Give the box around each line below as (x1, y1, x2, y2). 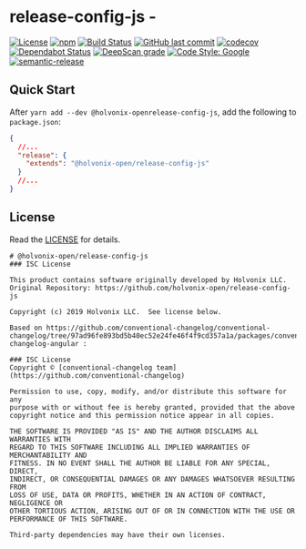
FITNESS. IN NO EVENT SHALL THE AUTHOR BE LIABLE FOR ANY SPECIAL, (9, 458, 271, 468)
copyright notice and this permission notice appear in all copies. (9, 411, 275, 420)
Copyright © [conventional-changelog (9, 362, 153, 372)
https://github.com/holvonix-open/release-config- (95, 283, 291, 292)
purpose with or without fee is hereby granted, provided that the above (9, 402, 296, 412)
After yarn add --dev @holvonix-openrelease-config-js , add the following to (9, 107, 297, 117)
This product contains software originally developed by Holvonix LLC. (9, 275, 287, 284)
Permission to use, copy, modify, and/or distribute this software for (9, 387, 287, 396)
